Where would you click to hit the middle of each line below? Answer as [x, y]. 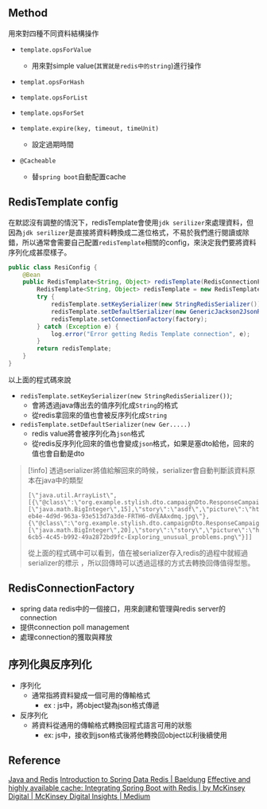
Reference [35, 760]
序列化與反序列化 [50, 664]
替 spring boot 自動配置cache [79, 176]
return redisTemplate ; [74, 349]
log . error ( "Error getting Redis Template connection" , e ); [150, 334]
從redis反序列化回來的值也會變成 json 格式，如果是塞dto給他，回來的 [143, 443]
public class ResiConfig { [53, 267]
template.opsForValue [55, 50]
